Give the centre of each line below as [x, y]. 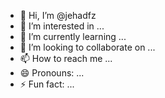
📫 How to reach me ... [66, 58]
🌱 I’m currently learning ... [73, 36]
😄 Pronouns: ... [52, 73]
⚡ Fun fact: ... [47, 84]
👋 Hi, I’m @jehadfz [58, 15]
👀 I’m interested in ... [62, 26]
